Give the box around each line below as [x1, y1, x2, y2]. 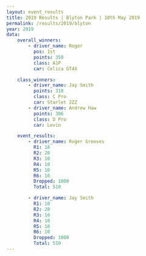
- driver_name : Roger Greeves [28, 138, 105, 145]
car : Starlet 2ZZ [33, 99, 78, 105]
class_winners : [17, 77, 56, 83]
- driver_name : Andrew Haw [28, 105, 97, 111]
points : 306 [33, 110, 64, 116]
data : [6, 32, 20, 38]
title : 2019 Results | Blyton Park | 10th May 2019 [6, 15, 140, 21]
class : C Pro [33, 94, 67, 100]
